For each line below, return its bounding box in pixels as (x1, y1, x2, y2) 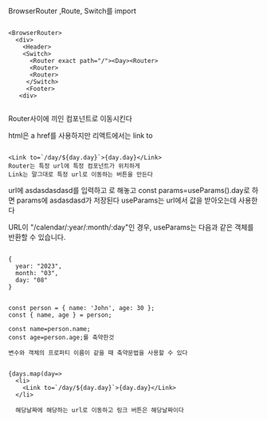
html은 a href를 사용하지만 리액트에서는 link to (8, 131, 153, 140)
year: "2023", (15, 262, 62, 270)
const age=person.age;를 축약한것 (8, 333, 115, 341)
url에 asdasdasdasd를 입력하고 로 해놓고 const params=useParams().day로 (8, 186, 250, 195)
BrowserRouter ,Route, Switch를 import (8, 6, 137, 15)
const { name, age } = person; (8, 311, 112, 319)
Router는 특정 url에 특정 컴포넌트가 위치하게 (8, 162, 141, 170)
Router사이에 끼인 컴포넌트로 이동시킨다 (8, 114, 133, 123)
